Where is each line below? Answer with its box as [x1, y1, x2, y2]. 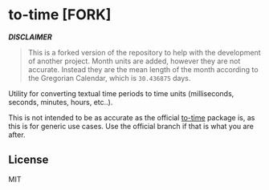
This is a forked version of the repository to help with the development [27, 47, 261, 57]
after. [8, 130, 26, 139]
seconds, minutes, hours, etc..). [8, 97, 113, 107]
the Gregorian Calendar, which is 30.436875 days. [27, 73, 191, 83]
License [8, 153, 49, 167]
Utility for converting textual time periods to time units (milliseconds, [8, 88, 234, 98]
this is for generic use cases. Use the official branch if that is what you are [8, 121, 255, 131]
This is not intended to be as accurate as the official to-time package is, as [8, 112, 255, 122]
